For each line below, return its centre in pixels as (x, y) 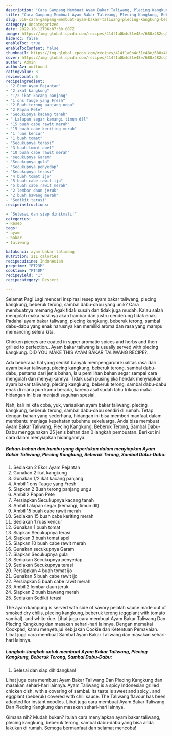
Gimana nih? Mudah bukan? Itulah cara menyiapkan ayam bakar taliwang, (83, 717)
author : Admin (21, 62)
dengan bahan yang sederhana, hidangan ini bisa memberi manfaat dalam (84, 416)
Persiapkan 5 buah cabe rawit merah (52, 581)
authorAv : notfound (27, 67)
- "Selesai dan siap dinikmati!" (41, 214)
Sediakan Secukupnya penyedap (48, 559)
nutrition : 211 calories (32, 256)
